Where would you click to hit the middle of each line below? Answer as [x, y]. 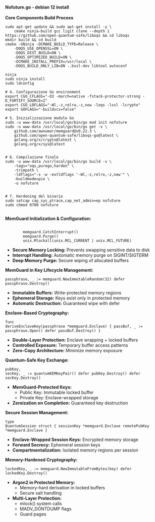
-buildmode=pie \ [32, 179]
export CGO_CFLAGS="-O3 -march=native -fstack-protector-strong [73, 96]
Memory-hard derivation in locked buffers [62, 488]
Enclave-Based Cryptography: [37, 313]
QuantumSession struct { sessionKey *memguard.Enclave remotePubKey [77, 426]
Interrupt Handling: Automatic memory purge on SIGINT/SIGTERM [80, 255]
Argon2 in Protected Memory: [44, 482]
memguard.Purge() [41, 236]
